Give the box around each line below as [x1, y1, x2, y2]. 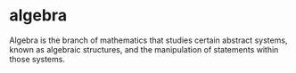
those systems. [9, 53, 65, 64]
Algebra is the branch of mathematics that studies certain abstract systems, [9, 35, 288, 45]
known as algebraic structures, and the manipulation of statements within [9, 44, 279, 54]
